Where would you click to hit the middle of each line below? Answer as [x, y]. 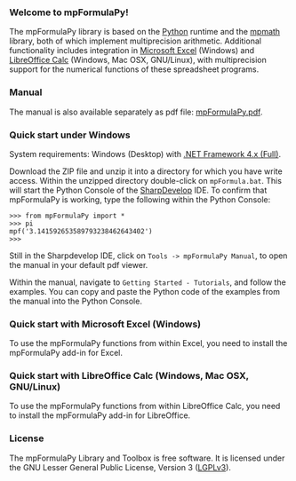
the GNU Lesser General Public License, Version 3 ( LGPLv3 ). [120, 467]
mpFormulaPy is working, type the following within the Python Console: [140, 199]
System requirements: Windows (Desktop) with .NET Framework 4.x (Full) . [145, 154]
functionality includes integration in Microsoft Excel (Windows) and [132, 51]
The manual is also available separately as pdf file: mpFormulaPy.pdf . [136, 112]
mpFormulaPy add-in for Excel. [66, 353]
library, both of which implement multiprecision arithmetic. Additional [136, 41]
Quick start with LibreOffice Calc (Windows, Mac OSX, [129, 376]
